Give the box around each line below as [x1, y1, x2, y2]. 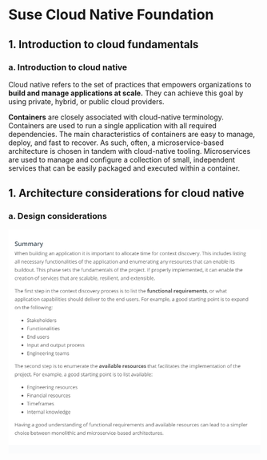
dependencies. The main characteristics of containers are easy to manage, [8, 129, 256, 139]
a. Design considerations [8, 211, 108, 222]
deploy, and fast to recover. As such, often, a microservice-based [8, 138, 224, 147]
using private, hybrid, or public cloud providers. [8, 96, 165, 106]
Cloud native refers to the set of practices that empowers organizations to [8, 79, 252, 89]
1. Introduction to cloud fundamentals [8, 38, 199, 51]
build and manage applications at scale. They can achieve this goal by [8, 88, 244, 98]
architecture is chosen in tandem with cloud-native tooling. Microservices [8, 146, 251, 155]
